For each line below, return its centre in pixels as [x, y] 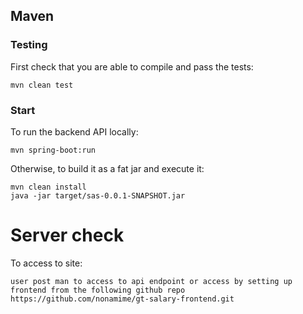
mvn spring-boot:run [53, 150]
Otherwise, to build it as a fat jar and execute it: [107, 168]
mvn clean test [42, 85]
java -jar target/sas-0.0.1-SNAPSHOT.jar [98, 195]
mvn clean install [48, 187]
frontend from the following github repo [98, 290]
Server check [67, 235]
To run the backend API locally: [74, 131]
